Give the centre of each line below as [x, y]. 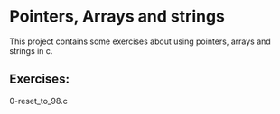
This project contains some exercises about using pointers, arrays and [140, 41]
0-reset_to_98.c [38, 101]
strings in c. [31, 50]
